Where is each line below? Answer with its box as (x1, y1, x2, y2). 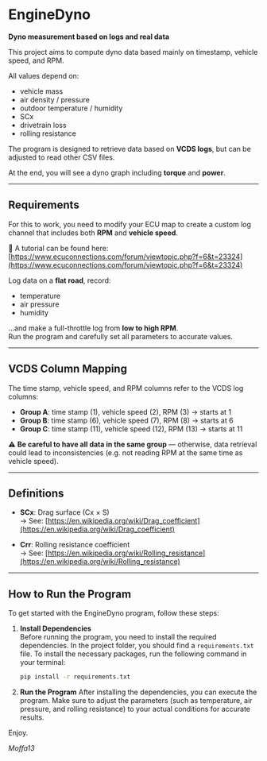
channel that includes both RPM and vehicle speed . (8, 228, 179, 238)
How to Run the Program (8, 587, 132, 601)
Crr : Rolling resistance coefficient (19, 540, 130, 550)
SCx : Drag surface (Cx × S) (19, 508, 110, 517)
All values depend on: (8, 71, 79, 80)
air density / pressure (19, 95, 90, 104)
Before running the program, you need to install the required (19, 632, 217, 642)
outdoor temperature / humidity (19, 103, 123, 113)
